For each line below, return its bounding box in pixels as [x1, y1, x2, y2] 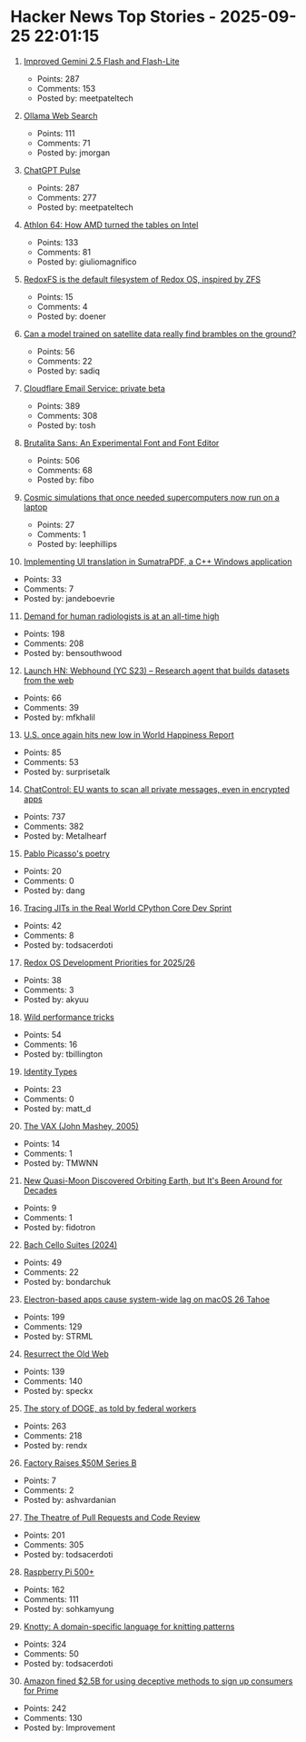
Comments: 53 [23, 756, 80, 767]
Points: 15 [36, 291, 74, 302]
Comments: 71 [36, 137, 91, 148]
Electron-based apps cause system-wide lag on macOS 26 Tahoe [23, 1293, 271, 1305]
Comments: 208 [23, 638, 84, 649]
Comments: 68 [36, 464, 94, 475]
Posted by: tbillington [23, 1048, 104, 1060]
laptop [23, 502, 48, 513]
